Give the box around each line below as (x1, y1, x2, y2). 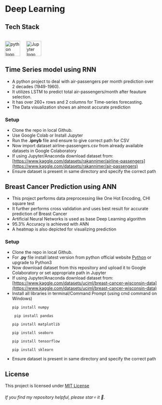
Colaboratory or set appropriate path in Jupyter (12, 270, 107, 276)
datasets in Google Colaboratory (12, 148, 77, 154)
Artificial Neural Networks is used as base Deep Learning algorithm (12, 216, 146, 221)
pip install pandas (14, 313, 54, 318)
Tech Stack (5, 23, 40, 31)
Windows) (12, 296, 32, 301)
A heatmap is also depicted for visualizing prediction (12, 226, 117, 232)
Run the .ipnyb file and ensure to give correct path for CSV (12, 138, 129, 143)
